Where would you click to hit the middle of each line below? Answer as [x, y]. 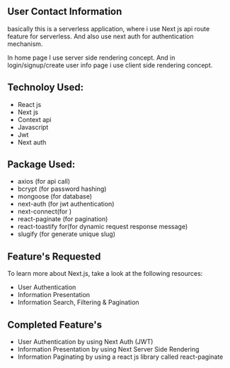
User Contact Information [65, 12]
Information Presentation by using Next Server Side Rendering [108, 350]
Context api [34, 119]
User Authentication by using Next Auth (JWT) [85, 342]
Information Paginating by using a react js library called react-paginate [120, 357]
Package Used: [41, 165]
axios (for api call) [44, 182]
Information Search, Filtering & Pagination [78, 302]
